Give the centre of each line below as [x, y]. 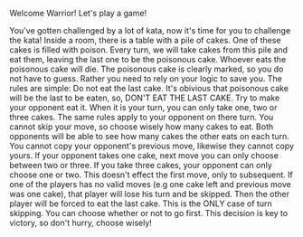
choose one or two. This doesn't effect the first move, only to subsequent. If [151, 175]
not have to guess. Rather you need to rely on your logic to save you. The [146, 79]
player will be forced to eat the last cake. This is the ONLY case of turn [141, 204]
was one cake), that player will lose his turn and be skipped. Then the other [150, 194]
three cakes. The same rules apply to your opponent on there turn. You [142, 117]
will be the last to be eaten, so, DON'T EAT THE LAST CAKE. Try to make [145, 98]
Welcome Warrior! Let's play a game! [78, 13]
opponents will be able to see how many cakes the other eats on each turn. [149, 136]
